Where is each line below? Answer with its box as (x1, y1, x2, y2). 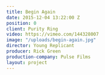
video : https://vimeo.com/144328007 (6, 31, 99, 37)
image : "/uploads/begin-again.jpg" (6, 37, 97, 43)
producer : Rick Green (6, 48, 61, 54)
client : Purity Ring (6, 25, 59, 32)
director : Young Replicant (6, 43, 75, 49)
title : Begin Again (6, 8, 56, 15)
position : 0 (6, 20, 36, 26)
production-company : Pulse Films (6, 54, 91, 60)
